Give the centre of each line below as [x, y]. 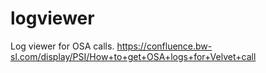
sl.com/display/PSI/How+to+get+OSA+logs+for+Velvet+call [133, 56]
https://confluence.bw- [164, 46]
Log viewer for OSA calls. [62, 46]
